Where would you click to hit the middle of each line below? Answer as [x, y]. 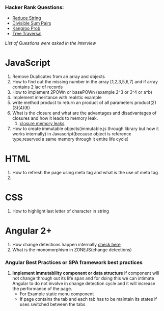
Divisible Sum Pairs [32, 23]
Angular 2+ [28, 231]
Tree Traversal [27, 34]
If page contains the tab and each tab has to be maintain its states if [88, 299]
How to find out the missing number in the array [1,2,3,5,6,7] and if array [85, 82]
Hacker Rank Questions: [35, 7]
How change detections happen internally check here [67, 245]
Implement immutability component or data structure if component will [86, 273]
